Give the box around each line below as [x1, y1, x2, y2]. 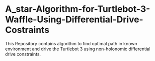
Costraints [5, 25, 50, 35]
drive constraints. [5, 51, 41, 57]
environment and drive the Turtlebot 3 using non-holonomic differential [5, 46, 151, 52]
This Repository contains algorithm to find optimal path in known [5, 40, 138, 46]
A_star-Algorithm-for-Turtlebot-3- [5, 3, 151, 15]
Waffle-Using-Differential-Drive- [5, 14, 144, 25]
